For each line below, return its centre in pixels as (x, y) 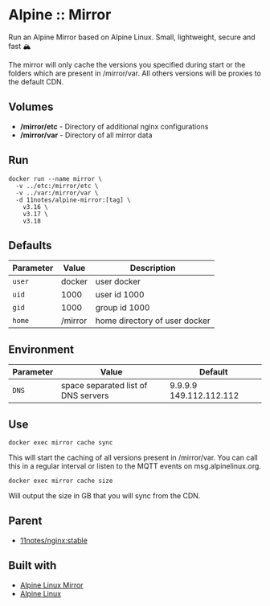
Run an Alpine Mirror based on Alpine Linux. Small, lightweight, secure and (132, 37)
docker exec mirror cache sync (61, 443)
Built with (33, 565)
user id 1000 (120, 295)
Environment (41, 349)
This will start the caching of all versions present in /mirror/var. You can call (133, 457)
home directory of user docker (153, 321)
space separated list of (104, 386)
